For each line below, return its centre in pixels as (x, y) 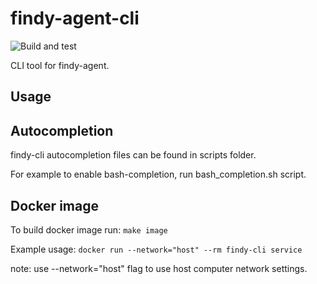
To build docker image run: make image (89, 229)
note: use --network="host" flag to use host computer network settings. (159, 268)
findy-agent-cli (75, 18)
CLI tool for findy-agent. (60, 65)
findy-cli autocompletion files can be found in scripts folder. (133, 155)
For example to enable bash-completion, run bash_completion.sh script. (158, 174)
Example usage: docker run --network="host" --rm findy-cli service (156, 249)
